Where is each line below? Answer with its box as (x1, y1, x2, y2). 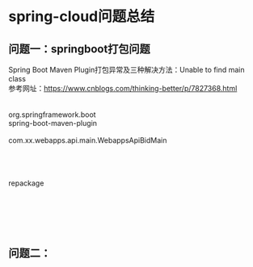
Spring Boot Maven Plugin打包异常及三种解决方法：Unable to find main (8, 65, 245, 74)
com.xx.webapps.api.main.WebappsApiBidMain (8, 136, 167, 145)
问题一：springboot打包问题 (8, 42, 151, 56)
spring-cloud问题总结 (8, 7, 155, 26)
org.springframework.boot (8, 110, 96, 119)
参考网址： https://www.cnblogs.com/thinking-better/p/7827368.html (8, 84, 238, 93)
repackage (8, 178, 44, 188)
